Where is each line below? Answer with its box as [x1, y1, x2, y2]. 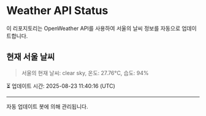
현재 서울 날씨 [6, 52, 55, 62]
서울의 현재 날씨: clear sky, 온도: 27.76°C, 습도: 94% [21, 69, 149, 76]
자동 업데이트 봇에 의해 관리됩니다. [6, 103, 88, 110]
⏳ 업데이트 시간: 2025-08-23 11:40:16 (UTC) [6, 82, 115, 89]
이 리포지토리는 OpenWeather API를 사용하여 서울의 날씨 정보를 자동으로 [6, 24, 181, 32]
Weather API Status [6, 4, 109, 18]
